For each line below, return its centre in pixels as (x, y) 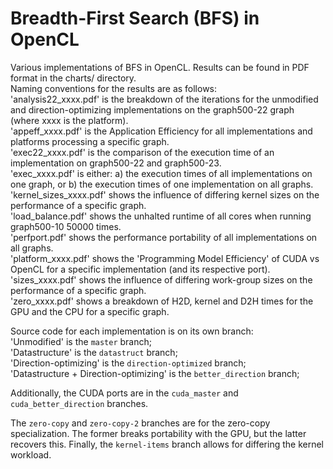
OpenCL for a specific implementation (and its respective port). (140, 269)
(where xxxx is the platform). (69, 120)
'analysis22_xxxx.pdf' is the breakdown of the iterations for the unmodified (164, 99)
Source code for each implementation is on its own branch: (132, 331)
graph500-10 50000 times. (66, 226)
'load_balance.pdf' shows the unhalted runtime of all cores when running (161, 216)
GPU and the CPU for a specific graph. (90, 311)
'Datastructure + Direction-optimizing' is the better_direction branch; (155, 373)
